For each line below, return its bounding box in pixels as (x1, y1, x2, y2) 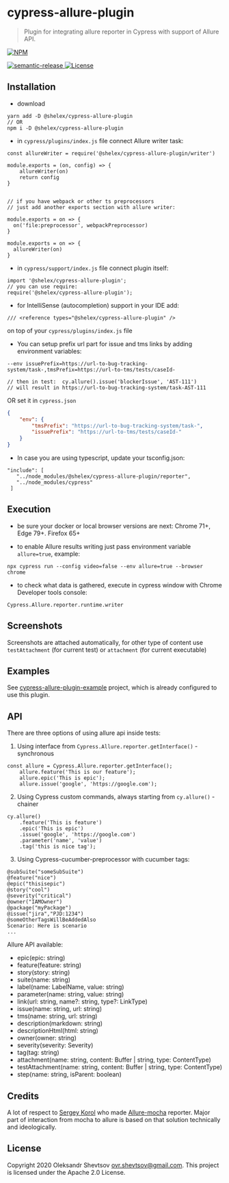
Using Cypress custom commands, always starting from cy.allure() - (16, 793, 215, 801)
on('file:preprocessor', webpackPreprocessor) (13, 221, 148, 229)
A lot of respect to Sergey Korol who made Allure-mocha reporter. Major (7, 1108, 211, 1117)
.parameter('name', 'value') (19, 838, 103, 844)
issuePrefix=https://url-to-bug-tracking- (25, 360, 148, 367)
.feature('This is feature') (19, 819, 103, 827)
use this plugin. (7, 691, 50, 699)
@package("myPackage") (7, 905, 72, 912)
